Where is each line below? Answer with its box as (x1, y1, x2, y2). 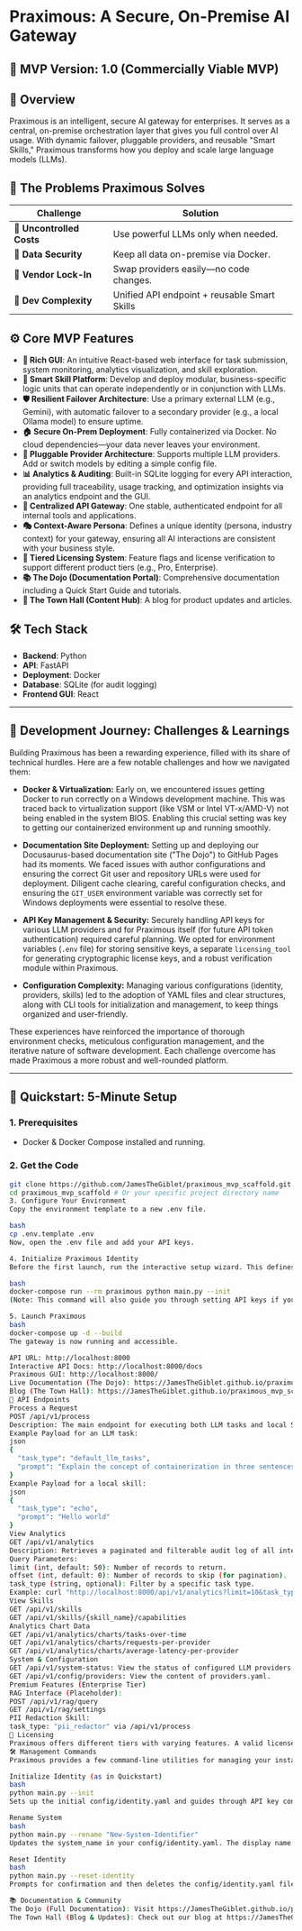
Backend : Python (22, 650, 87, 661)
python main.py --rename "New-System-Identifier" (9, 1830, 200, 1839)
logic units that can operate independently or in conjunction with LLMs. (22, 383, 286, 394)
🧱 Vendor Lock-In (13, 269, 93, 281)
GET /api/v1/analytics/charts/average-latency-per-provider (9, 1647, 240, 1656)
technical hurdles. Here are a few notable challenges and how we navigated (9, 756, 290, 767)
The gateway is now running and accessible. (9, 1337, 179, 1346)
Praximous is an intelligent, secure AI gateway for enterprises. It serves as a (9, 115, 290, 127)
